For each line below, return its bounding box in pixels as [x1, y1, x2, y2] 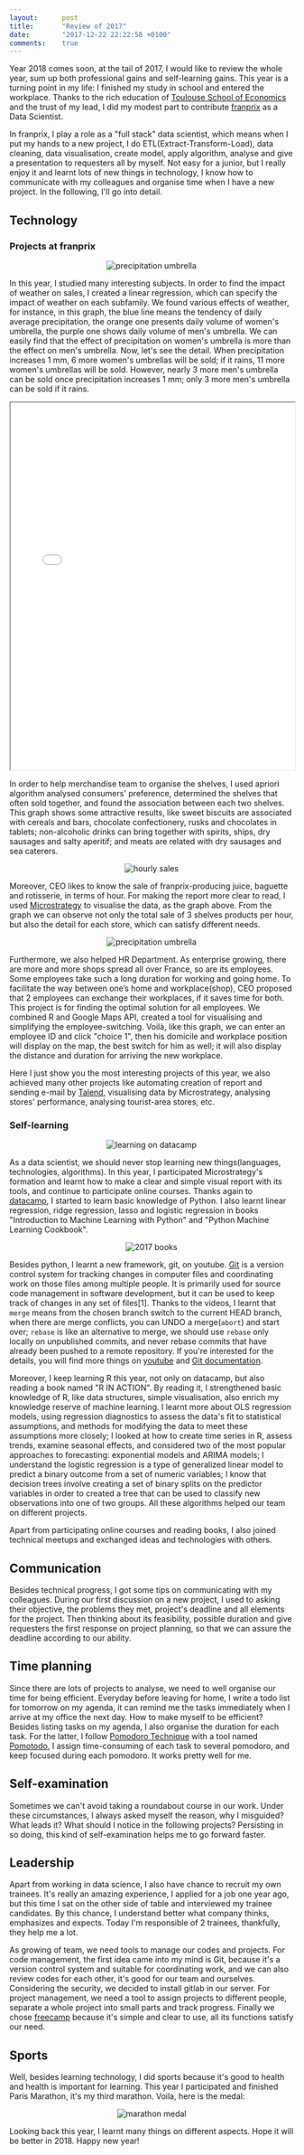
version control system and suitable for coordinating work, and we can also [9, 1963, 290, 1975]
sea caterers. [9, 845, 59, 856]
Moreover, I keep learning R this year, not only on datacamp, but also [9, 1373, 265, 1384]
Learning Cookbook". [9, 1224, 88, 1235]
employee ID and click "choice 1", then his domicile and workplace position [9, 1030, 288, 1041]
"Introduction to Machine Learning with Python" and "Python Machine [9, 1215, 270, 1226]
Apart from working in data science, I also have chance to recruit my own [9, 1879, 281, 1890]
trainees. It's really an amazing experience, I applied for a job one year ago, [9, 1888, 290, 1899]
